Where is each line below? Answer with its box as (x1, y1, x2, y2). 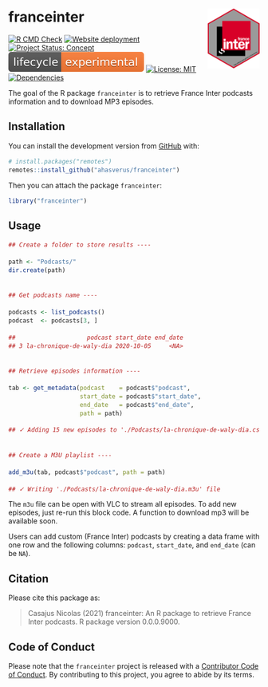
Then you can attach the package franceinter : (8, 180, 162, 190)
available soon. (8, 516, 58, 526)
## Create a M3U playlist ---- (8, 452, 112, 460)
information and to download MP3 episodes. (8, 97, 154, 106)
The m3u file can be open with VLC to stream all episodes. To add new (8, 499, 237, 509)
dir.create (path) (8, 266, 66, 274)
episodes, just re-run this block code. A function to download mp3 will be (8, 507, 250, 518)
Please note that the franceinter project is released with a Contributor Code (8, 661, 259, 671)
